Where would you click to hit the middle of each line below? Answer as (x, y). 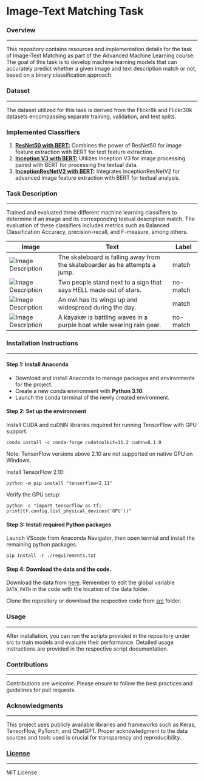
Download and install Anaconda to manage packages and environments (105, 378)
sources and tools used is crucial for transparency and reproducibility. (94, 738)
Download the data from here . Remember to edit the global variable (90, 582)
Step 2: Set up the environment (46, 411)
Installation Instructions (42, 344)
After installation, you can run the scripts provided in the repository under (98, 635)
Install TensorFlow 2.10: (36, 472)
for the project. (34, 384)
